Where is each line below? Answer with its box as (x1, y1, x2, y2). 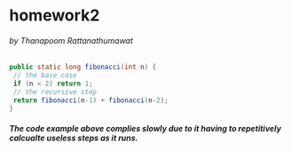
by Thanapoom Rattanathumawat (9, 35, 133, 45)
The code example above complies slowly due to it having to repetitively (9, 124, 282, 134)
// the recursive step (12, 88, 98, 97)
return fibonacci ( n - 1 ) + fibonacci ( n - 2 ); (12, 95, 169, 105)
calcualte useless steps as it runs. (9, 132, 139, 143)
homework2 (9, 5, 100, 26)
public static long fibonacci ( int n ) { (9, 63, 157, 72)
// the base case (12, 71, 77, 80)
